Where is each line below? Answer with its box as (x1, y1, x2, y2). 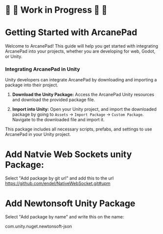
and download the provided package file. (12, 97, 95, 103)
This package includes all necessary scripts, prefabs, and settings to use (5, 126, 152, 132)
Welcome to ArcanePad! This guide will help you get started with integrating (5, 43, 158, 49)
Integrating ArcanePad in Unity (5, 66, 80, 73)
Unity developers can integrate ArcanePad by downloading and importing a (5, 77, 157, 83)
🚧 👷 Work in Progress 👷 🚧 (5, 4, 108, 16)
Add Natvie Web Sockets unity (5, 149, 132, 160)
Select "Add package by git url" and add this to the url (5, 175, 114, 181)
